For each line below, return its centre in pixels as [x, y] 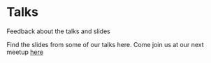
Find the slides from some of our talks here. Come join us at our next [105, 44]
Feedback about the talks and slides [59, 31]
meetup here [25, 52]
